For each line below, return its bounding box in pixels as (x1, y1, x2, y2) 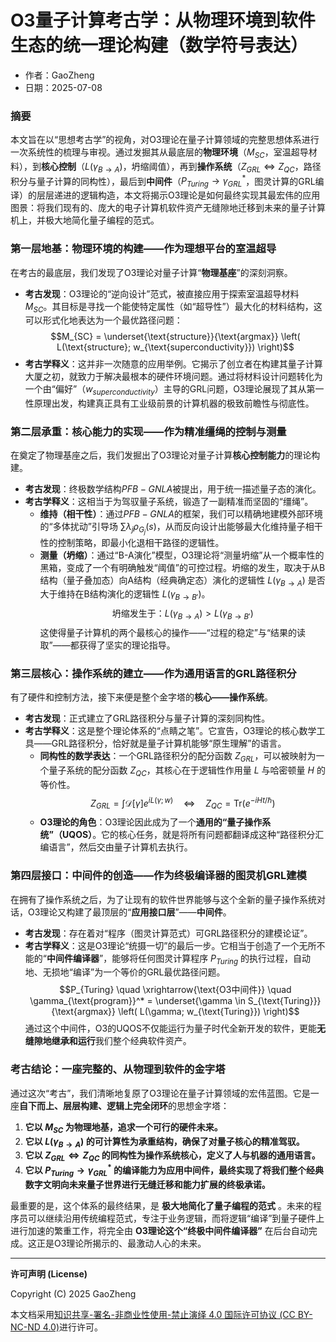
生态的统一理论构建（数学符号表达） (10, 34, 309, 57)
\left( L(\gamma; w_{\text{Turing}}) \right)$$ (117, 1006, 300, 1018)
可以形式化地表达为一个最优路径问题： (24, 314, 183, 326)
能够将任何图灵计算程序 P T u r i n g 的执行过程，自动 (111, 952, 311, 966)
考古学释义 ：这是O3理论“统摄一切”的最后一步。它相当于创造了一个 (24, 939, 300, 951)
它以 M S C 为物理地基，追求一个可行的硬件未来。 (24, 1121, 223, 1135)
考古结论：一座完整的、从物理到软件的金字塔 (10, 1062, 226, 1076)
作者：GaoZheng (24, 69, 95, 81)
